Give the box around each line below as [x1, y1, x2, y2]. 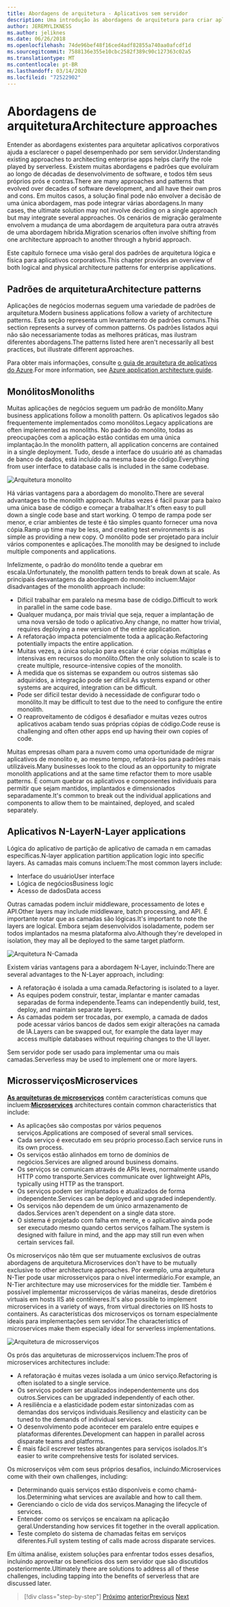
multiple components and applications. [7, 547, 116, 555]
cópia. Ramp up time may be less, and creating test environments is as [7, 525, 205, 533]
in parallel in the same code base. [16, 603, 112, 611]
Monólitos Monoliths [7, 386, 95, 397]
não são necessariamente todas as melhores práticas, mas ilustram [7, 331, 197, 339]
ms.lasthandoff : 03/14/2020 [7, 67, 88, 74]
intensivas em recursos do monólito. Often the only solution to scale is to [16, 654, 220, 662]
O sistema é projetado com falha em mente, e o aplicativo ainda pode [16, 1216, 214, 1224]
